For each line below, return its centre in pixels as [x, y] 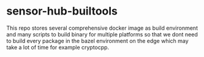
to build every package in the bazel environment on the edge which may [97, 41]
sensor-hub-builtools [62, 11]
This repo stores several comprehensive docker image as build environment [102, 28]
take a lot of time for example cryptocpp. [58, 47]
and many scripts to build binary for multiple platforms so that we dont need [102, 34]
